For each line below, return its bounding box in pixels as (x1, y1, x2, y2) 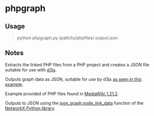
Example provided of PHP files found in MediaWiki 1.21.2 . (5, 90, 119, 97)
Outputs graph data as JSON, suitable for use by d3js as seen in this (5, 76, 142, 82)
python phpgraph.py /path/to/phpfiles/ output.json (17, 35, 118, 41)
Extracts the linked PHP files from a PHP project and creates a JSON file (5, 61, 150, 68)
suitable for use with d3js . (5, 67, 57, 72)
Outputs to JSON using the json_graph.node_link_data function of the (5, 100, 144, 106)
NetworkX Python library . (5, 105, 56, 111)
